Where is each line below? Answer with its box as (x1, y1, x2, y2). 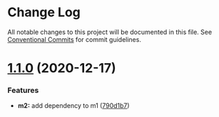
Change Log (7, 4, 81, 21)
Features (7, 86, 39, 96)
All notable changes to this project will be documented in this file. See (7, 28, 213, 36)
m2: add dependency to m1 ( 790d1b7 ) (17, 101, 130, 110)
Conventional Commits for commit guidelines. (7, 35, 141, 43)
